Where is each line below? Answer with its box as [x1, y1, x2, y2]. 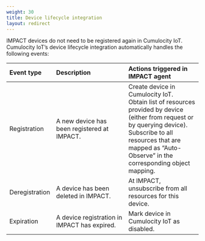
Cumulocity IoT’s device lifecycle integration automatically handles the [6, 43, 183, 51]
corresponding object [128, 159, 190, 168]
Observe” [128, 151, 156, 160]
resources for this [128, 192, 179, 201]
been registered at [56, 125, 109, 133]
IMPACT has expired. [56, 221, 116, 229]
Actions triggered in [128, 65, 188, 73]
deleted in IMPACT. [56, 192, 111, 201]
